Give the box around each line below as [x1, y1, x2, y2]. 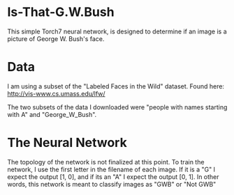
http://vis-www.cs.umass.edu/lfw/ [7, 89, 106, 97]
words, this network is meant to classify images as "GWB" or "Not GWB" [7, 180, 217, 188]
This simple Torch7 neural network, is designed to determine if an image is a [7, 27, 227, 36]
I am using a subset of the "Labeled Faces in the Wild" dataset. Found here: [7, 81, 225, 91]
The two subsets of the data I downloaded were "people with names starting [7, 102, 228, 111]
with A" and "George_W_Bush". [7, 110, 97, 118]
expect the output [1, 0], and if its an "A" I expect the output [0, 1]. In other [7, 172, 219, 181]
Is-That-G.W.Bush [7, 4, 115, 20]
